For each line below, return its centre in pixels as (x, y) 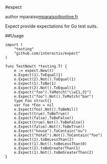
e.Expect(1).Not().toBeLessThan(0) (51, 144)
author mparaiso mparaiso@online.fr (42, 16)
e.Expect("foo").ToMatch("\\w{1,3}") (53, 92)
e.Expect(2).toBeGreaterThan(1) (47, 148)
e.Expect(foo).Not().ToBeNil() (46, 109)
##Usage (15, 36)
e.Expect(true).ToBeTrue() (42, 114)
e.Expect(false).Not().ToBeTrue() (49, 127)
